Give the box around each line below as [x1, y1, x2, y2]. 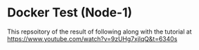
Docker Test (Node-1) [7, 5, 133, 21]
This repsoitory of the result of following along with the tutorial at [7, 27, 192, 36]
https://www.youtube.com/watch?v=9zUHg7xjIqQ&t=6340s [7, 34, 178, 42]
